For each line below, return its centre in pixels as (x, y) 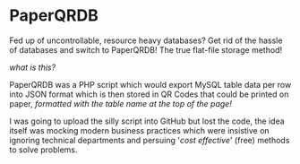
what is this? (33, 67)
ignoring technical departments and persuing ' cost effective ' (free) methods (150, 140)
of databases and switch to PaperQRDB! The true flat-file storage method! (146, 49)
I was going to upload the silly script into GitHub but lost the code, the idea (147, 121)
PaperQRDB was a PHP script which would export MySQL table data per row (150, 84)
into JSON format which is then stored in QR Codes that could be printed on (149, 94)
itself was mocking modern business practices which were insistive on (140, 130)
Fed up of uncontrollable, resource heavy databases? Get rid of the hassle (146, 40)
